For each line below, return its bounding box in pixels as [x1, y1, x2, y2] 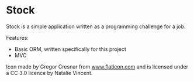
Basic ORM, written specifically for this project [14, 45, 127, 53]
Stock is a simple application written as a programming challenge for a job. [6, 23, 186, 30]
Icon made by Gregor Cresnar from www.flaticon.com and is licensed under [6, 63, 189, 70]
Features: [6, 34, 29, 41]
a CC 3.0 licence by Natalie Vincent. [6, 69, 93, 76]
